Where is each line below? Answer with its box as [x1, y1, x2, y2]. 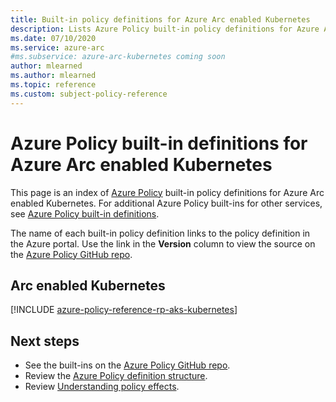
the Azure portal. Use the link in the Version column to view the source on [10, 237, 316, 250]
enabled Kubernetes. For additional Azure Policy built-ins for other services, [10, 197, 323, 209]
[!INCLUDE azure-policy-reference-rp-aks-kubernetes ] [10, 304, 238, 316]
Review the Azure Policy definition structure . [24, 370, 208, 382]
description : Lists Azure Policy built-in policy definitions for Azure [10, 24, 320, 34]
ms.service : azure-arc [10, 42, 105, 53]
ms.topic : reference [10, 80, 97, 90]
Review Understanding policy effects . [24, 381, 180, 393]
